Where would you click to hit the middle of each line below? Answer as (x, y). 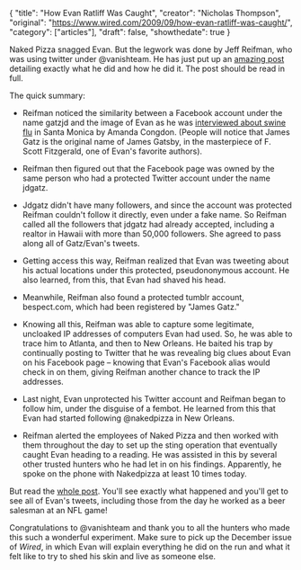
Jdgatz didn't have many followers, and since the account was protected (157, 205)
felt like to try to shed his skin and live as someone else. (113, 556)
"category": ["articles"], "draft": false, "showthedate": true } (120, 32)
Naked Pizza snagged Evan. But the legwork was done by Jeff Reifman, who (151, 49)
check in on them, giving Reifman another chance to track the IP (141, 372)
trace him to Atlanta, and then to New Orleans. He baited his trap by (148, 343)
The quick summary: (47, 95)
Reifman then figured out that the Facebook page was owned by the (148, 169)
